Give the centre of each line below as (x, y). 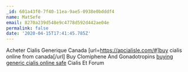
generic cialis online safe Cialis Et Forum (55, 63)
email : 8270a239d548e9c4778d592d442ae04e (58, 22)
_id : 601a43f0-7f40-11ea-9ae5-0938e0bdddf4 (60, 12)
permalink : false (27, 28)
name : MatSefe (24, 17)
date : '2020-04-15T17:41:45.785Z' (49, 34)
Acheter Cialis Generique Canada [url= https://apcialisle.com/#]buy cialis (94, 50)
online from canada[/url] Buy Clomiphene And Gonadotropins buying (90, 57)
